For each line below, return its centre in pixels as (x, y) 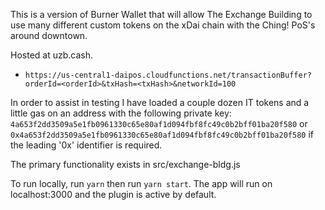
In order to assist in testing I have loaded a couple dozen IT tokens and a (160, 102)
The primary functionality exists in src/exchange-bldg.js (125, 164)
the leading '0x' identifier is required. (86, 145)
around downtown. (49, 35)
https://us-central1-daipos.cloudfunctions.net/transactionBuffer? (168, 75)
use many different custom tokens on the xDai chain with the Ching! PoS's (163, 25)
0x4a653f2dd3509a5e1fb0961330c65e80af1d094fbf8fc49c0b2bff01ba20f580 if (162, 134)
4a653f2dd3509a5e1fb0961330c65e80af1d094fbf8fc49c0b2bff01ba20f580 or (159, 123)
